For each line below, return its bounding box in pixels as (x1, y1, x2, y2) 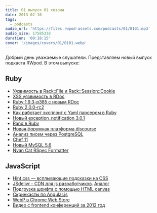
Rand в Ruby (12, 120, 40, 126)
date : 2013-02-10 (5, 12, 42, 17)
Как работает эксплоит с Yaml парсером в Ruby (12, 110, 117, 116)
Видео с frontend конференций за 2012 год (12, 202, 105, 208)
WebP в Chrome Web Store (12, 197, 70, 203)
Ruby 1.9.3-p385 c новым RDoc (12, 98, 80, 104)
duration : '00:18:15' (5, 36, 51, 41)
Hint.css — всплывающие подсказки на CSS (12, 175, 108, 182)
